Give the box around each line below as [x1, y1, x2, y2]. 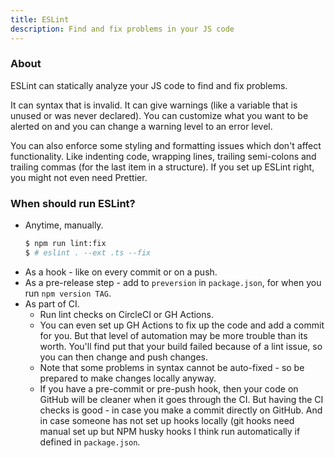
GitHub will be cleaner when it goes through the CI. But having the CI [39, 393, 324, 405]
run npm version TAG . [24, 287, 112, 299]
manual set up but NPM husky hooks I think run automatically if [39, 425, 301, 437]
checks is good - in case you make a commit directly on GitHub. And [39, 404, 323, 416]
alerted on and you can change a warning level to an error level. [10, 120, 273, 132]
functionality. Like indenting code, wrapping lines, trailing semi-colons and [10, 150, 317, 162]
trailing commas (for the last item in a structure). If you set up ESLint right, [10, 161, 315, 173]
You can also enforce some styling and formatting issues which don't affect [10, 139, 322, 151]
